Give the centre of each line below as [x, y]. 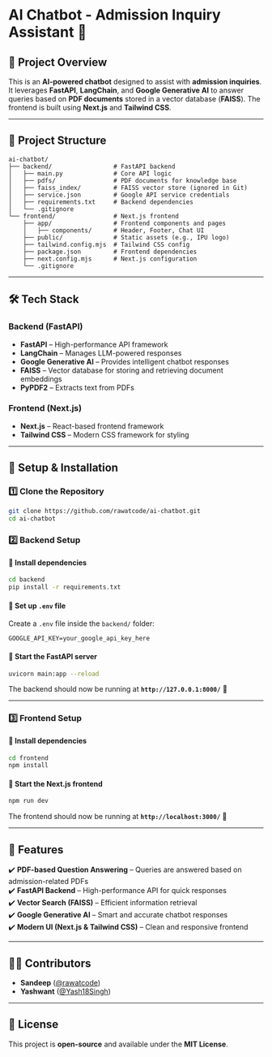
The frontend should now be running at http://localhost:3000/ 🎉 [118, 817]
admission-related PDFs [49, 882]
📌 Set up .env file [37, 606]
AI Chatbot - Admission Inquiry [115, 15]
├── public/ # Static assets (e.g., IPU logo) [126, 237]
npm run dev [28, 801]
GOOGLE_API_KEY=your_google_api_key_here [79, 639]
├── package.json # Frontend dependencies [110, 252]
